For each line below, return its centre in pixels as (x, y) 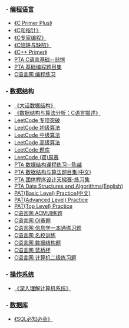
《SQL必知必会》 (33, 319)
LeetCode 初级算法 (37, 127)
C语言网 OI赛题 (32, 220)
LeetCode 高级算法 (37, 142)
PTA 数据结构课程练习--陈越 (48, 165)
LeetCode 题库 (32, 150)
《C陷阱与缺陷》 (33, 45)
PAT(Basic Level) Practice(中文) (52, 193)
